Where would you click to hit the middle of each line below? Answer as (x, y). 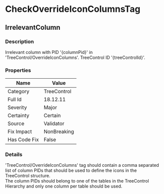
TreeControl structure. (28, 176)
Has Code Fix (23, 140)
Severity (17, 107)
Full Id (15, 99)
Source (16, 124)
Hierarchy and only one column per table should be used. (64, 186)
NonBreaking (59, 132)
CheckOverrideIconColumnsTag (73, 9)
